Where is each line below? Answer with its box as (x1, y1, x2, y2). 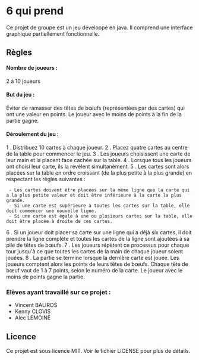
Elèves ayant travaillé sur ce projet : (6, 288, 111, 296)
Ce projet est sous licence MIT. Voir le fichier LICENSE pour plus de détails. (6, 347, 191, 355)
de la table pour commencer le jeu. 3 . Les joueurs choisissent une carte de (6, 150, 191, 157)
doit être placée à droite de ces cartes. (6, 218, 113, 224)
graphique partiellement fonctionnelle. (6, 30, 100, 37)
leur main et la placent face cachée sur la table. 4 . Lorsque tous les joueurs (6, 156, 192, 163)
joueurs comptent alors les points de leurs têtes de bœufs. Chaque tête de (6, 260, 188, 268)
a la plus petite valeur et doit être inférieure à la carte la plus (6, 192, 182, 198)
